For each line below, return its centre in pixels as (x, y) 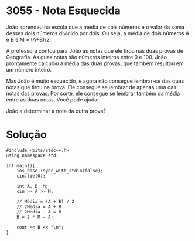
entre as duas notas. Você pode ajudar (53, 99)
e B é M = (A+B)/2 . (29, 39)
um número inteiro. (29, 69)
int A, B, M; (32, 186)
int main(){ (20, 165)
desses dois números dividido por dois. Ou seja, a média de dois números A (97, 33)
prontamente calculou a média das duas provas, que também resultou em (95, 63)
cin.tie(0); (31, 176)
